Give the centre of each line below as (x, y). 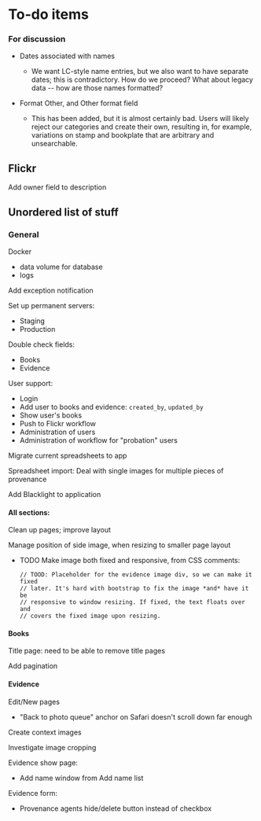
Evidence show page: (43, 762)
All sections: (29, 512)
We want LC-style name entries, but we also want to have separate (140, 72)
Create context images (45, 732)
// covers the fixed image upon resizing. (90, 616)
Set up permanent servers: (51, 305)
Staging (32, 321)
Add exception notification (51, 290)
